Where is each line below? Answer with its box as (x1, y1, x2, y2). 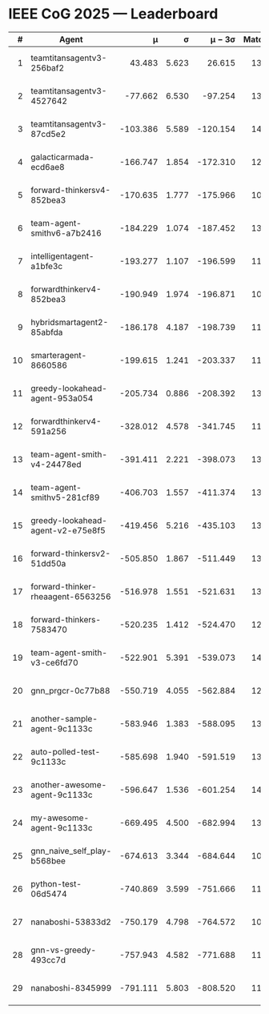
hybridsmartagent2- (30, 316, 109, 328)
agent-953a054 (30, 392, 94, 404)
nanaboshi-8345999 (30, 982, 112, 993)
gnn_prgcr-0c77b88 (30, 685, 110, 696)
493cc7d (30, 954, 66, 965)
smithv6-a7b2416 (30, 227, 102, 239)
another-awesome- (30, 779, 107, 790)
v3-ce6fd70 (30, 657, 78, 668)
